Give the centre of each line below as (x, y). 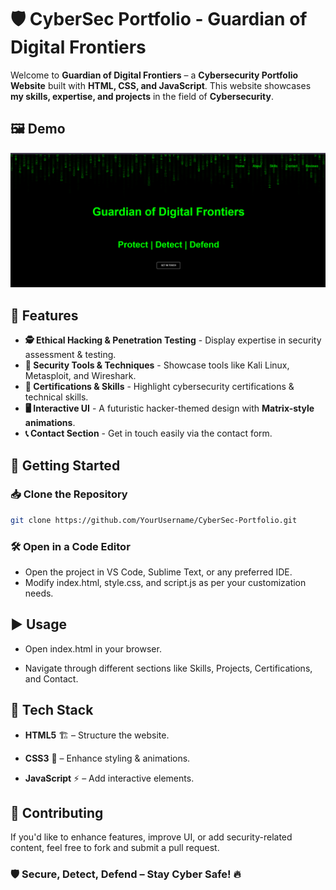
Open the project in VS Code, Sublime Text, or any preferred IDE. (158, 572)
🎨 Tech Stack (52, 710)
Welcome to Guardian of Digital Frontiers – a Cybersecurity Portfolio (154, 75)
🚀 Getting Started (65, 465)
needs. (39, 593)
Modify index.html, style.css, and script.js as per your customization (165, 582)
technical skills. (56, 397)
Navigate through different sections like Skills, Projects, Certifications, (168, 668)
